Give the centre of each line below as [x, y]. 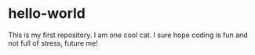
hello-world [47, 14]
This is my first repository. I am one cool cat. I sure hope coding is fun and [128, 35]
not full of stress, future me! [53, 43]
